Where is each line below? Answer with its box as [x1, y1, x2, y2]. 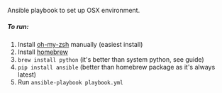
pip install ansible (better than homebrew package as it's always [17, 62, 216, 71]
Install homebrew [17, 48, 69, 56]
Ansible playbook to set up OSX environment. [7, 6, 140, 14]
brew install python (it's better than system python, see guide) [17, 55, 204, 63]
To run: [7, 22, 29, 31]
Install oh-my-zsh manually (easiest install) [17, 40, 143, 48]
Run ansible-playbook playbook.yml [17, 77, 123, 86]
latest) [17, 70, 37, 79]
